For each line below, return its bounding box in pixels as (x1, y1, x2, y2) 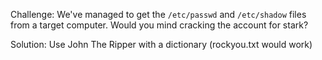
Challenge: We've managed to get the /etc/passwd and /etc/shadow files (10, 9, 307, 20)
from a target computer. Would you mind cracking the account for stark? (10, 19, 309, 31)
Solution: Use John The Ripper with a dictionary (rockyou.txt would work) (10, 39, 313, 50)
